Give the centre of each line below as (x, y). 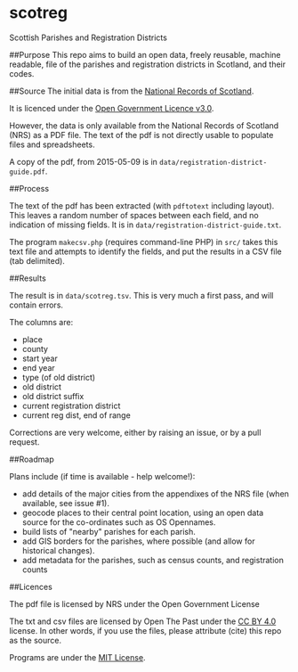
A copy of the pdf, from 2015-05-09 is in (84, 161)
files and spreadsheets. (52, 144)
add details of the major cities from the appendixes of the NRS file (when (155, 494)
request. (24, 442)
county (35, 348)
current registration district (71, 406)
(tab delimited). (37, 260)
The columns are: (41, 322)
